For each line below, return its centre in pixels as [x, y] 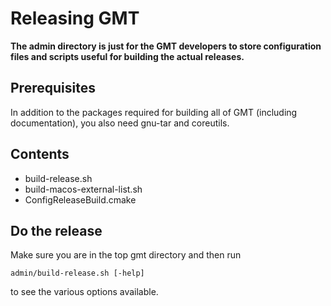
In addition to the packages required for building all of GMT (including [154, 112]
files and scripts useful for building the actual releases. [127, 56]
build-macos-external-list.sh [83, 189]
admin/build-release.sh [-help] [77, 273]
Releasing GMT [75, 18]
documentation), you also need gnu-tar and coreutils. [120, 123]
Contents [40, 154]
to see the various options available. [84, 292]
